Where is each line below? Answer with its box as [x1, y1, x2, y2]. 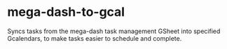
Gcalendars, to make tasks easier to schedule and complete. [7, 34, 182, 42]
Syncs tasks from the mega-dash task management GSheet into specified [7, 27, 221, 35]
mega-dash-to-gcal [7, 4, 125, 20]
